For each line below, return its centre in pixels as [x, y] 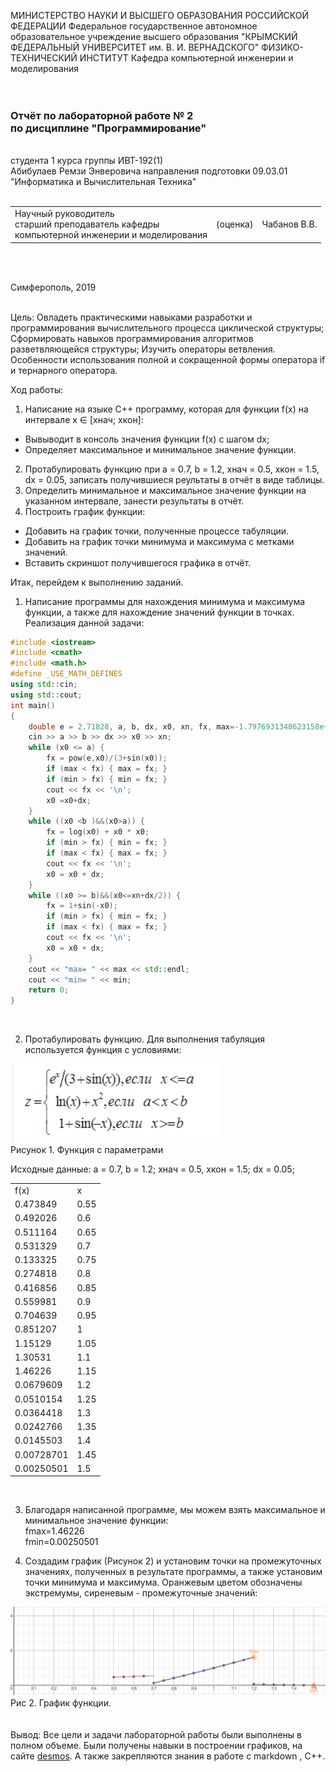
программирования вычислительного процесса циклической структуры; [167, 327]
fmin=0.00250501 [61, 1542]
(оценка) [235, 224]
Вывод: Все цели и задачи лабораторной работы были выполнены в [156, 1734]
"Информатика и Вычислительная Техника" [103, 182]
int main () [33, 705]
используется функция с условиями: [103, 1050]
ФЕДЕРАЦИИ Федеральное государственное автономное [134, 26]
